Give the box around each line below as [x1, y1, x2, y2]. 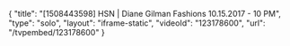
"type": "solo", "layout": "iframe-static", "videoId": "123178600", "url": [8, 18, 266, 28]
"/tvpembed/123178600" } [8, 27, 105, 37]
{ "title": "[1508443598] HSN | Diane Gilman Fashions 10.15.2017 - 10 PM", [8, 9, 282, 19]
